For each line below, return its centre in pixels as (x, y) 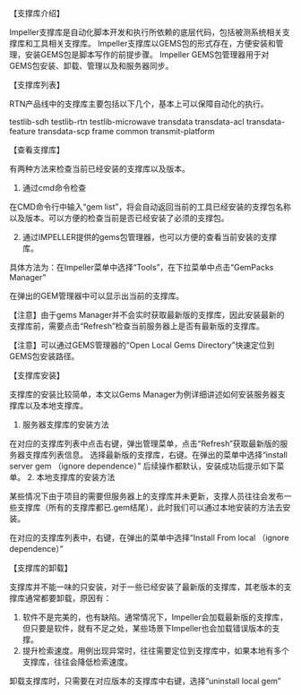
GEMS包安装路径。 (44, 356)
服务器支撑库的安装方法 (65, 425)
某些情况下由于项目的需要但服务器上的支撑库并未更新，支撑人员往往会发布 (146, 496)
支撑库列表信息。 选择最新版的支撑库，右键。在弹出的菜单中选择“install (156, 455)
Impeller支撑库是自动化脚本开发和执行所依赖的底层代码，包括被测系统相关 (146, 32)
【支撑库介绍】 (37, 13)
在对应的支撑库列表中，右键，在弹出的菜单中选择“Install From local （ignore (149, 537)
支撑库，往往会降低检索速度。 (77, 662)
